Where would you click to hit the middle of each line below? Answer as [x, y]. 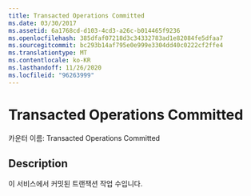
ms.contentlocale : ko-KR [50, 61]
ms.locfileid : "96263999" [51, 75]
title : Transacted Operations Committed [77, 16]
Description [38, 164]
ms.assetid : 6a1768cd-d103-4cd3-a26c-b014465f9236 [94, 30]
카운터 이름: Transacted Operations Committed [84, 138]
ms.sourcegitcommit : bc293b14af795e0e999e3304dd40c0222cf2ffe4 [116, 46]
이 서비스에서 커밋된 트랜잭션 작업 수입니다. [76, 184]
